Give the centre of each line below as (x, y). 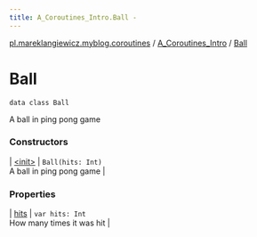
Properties (32, 194)
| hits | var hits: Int (48, 214)
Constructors (39, 142)
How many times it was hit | (60, 223)
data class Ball (39, 102)
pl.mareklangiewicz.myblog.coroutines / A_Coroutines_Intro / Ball (128, 43)
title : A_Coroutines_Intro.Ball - (73, 17)
